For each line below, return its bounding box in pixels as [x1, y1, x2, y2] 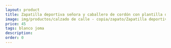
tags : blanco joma [5, 26, 44, 31]
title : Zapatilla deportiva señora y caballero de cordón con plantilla [5, 12, 163, 17]
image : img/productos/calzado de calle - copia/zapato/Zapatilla [5, 16, 147, 21]
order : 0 [5, 35, 24, 40]
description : [5, 30, 33, 35]
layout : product [5, 7, 40, 12]
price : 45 [5, 21, 26, 26]
